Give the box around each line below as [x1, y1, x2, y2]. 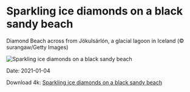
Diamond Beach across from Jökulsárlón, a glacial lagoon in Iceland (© [6, 37, 185, 44]
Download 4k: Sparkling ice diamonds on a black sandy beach [6, 79, 163, 86]
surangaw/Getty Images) [6, 44, 69, 51]
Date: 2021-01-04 [6, 67, 50, 74]
